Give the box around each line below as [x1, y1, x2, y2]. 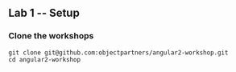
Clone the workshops [8, 30, 94, 42]
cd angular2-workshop [8, 55, 81, 63]
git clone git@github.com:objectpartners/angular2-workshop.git [8, 48, 229, 57]
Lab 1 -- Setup [8, 6, 81, 20]
